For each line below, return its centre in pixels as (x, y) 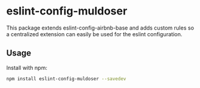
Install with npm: (27, 68)
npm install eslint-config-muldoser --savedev (66, 79)
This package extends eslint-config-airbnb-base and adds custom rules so (100, 28)
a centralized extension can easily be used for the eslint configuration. (94, 34)
